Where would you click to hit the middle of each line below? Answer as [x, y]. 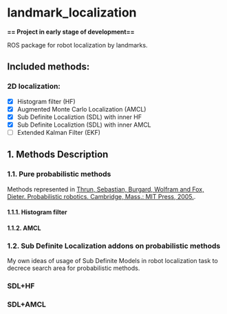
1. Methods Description [58, 155]
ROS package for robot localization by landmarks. [77, 45]
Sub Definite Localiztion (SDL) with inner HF [79, 117]
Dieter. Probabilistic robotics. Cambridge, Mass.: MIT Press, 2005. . [101, 196]
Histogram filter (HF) [46, 101]
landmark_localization [72, 13]
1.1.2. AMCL [24, 228]
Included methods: [48, 67]
